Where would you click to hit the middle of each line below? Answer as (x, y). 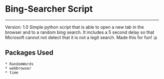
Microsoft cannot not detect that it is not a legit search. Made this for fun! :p (81, 37)
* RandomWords (20, 64)
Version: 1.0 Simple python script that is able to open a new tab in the (74, 27)
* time (12, 72)
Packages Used (29, 53)
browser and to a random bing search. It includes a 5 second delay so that (80, 32)
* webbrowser (18, 68)
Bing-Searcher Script (49, 9)
